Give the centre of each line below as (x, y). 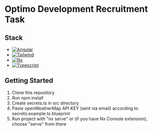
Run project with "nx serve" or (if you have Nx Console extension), (80, 119)
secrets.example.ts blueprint (41, 113)
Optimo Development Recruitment (76, 9)
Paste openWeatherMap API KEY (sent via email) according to (75, 108)
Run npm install (27, 98)
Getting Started (29, 81)
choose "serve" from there (39, 124)
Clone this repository (33, 93)
